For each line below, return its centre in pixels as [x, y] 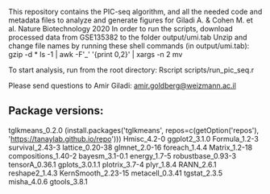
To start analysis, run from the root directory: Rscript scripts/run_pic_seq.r [131, 70]
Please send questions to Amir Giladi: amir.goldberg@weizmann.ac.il [122, 85]
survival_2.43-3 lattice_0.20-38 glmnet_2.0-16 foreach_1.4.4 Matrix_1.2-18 [130, 147]
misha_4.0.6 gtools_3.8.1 [48, 181]
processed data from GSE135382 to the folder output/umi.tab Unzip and [128, 37]
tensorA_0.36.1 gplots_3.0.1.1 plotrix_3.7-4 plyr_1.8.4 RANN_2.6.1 [112, 164]
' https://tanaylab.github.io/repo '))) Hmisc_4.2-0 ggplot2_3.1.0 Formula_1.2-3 [134, 138]
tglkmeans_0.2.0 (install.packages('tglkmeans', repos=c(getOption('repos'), [134, 130]
